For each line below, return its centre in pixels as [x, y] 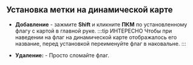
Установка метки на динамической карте [90, 10]
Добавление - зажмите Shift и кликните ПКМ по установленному [101, 24]
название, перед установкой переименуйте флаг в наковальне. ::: [100, 43]
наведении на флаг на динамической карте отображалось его [96, 37]
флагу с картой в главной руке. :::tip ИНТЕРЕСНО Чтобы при [93, 31]
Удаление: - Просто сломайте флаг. [62, 55]
